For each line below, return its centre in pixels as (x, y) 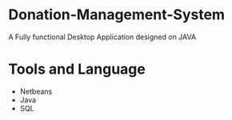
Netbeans (36, 91)
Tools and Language (77, 69)
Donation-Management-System (117, 15)
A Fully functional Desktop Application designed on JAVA (102, 37)
